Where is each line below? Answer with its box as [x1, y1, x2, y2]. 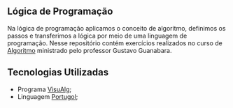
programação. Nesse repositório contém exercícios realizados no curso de [7, 38, 223, 47]
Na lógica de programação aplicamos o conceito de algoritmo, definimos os [7, 24, 226, 32]
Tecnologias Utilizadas [7, 66, 109, 79]
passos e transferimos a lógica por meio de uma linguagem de [7, 31, 188, 40]
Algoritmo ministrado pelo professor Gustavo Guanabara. [7, 46, 172, 54]
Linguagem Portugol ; [17, 92, 78, 100]
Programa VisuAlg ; [17, 85, 72, 93]
